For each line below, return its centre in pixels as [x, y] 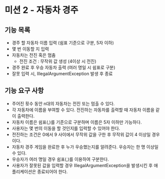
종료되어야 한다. [53, 172]
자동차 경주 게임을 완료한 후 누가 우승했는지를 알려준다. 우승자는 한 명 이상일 [85, 147]
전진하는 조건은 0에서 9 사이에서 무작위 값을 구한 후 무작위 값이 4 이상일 [81, 134]
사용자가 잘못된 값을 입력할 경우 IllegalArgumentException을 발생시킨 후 [82, 165]
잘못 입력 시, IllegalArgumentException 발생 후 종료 [62, 74]
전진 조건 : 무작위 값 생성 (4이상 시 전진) [58, 61]
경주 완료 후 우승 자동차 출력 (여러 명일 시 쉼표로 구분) [63, 67]
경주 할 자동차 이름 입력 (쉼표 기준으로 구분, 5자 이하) [63, 43]
